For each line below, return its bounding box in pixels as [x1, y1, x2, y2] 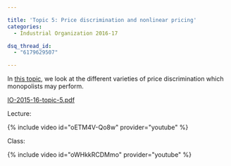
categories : [7, 23, 42, 30]
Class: [7, 137, 26, 146]
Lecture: [7, 109, 32, 118]
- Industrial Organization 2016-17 [13, 30, 118, 37]
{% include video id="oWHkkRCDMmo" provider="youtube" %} [7, 150, 192, 159]
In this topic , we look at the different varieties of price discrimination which [7, 75, 224, 83]
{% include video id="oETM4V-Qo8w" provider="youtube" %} [7, 123, 189, 131]
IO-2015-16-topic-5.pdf [7, 96, 75, 105]
